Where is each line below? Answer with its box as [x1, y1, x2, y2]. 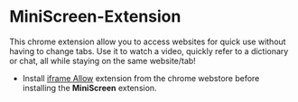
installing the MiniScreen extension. [22, 82, 157, 93]
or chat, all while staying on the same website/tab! [9, 55, 196, 66]
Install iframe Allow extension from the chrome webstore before [22, 72, 260, 83]
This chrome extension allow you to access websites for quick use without [9, 36, 286, 47]
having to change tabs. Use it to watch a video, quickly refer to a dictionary [9, 45, 289, 56]
